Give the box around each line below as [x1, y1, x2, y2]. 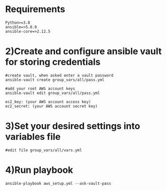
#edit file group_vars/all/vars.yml [5, 147, 82, 153]
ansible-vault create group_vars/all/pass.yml [5, 77, 105, 82]
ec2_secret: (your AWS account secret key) [5, 104, 98, 109]
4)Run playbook [5, 164, 73, 175]
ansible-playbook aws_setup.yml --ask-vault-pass [5, 181, 112, 186]
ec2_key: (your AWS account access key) [5, 99, 92, 104]
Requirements [5, 4, 65, 15]
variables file [5, 131, 61, 143]
